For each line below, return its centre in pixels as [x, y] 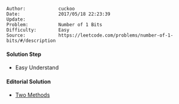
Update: [16, 19]
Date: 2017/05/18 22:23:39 [59, 14]
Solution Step [24, 54]
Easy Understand [37, 68]
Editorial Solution [28, 81]
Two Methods [32, 95]
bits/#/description [31, 41]
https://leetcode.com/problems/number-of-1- [116, 35]
